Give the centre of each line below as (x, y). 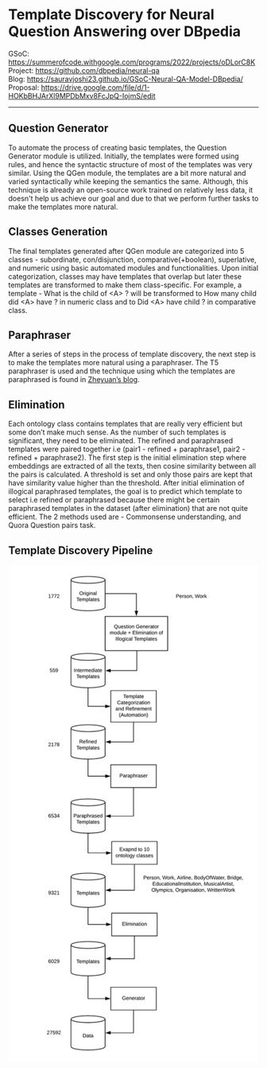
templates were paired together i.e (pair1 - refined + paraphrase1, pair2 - (127, 449)
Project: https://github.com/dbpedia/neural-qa (84, 70)
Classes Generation (58, 232)
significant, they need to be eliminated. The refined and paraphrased (120, 441)
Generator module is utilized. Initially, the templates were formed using (124, 156)
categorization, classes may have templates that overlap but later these (125, 276)
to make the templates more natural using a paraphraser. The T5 (114, 363)
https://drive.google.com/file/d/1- (95, 87)
